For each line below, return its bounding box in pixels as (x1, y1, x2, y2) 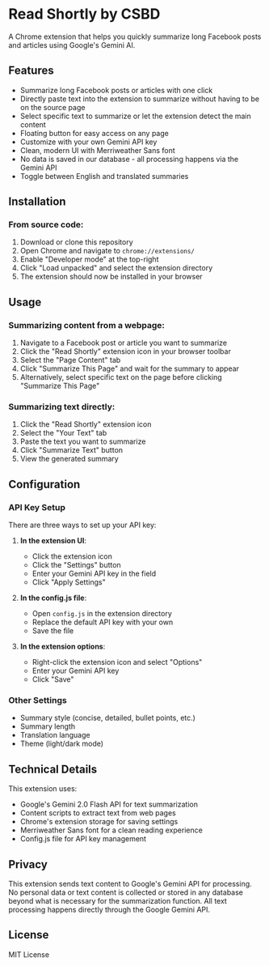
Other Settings (8, 695, 67, 706)
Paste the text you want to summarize (19, 436, 146, 446)
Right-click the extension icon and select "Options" (32, 657, 203, 667)
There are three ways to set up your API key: (8, 520, 157, 530)
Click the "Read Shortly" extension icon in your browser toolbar (19, 347, 232, 356)
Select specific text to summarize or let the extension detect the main (19, 111, 252, 121)
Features (8, 64, 54, 78)
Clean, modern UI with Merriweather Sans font (19, 145, 175, 155)
